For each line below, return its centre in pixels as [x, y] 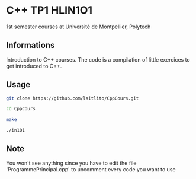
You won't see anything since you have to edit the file [71, 163]
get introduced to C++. [34, 66]
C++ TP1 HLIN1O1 [49, 10]
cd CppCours [21, 109]
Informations [30, 45]
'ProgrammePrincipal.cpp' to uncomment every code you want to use [91, 169]
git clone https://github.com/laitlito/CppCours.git [73, 98]
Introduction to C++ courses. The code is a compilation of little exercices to [98, 59]
